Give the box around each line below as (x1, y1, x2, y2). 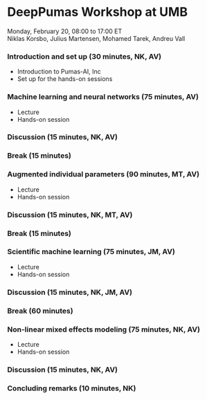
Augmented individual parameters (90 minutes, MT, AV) (7, 170, 199, 179)
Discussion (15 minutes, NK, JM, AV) (7, 287, 133, 297)
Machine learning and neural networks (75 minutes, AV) (7, 92, 199, 102)
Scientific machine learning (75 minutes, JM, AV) (7, 247, 175, 257)
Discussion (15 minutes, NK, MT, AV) (7, 210, 133, 219)
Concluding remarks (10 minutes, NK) (7, 383, 136, 393)
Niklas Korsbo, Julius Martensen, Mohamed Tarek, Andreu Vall (7, 34, 186, 42)
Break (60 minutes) (7, 306, 74, 316)
